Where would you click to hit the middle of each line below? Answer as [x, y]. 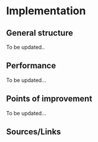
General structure [39, 33]
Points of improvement [49, 99]
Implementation [46, 11]
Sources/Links [34, 132]
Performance [31, 66]
